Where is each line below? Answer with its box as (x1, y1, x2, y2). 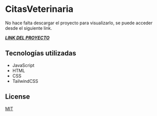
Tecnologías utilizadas (5, 49, 76, 58)
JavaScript (12, 62, 35, 68)
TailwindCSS (12, 78, 39, 84)
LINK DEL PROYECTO (5, 35, 50, 41)
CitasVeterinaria (5, 3, 74, 15)
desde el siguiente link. (5, 25, 52, 31)
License (5, 93, 30, 101)
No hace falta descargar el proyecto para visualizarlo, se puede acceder (5, 20, 153, 26)
